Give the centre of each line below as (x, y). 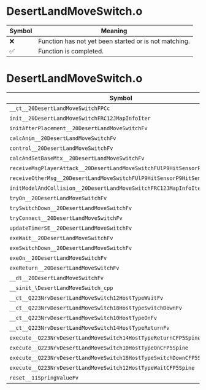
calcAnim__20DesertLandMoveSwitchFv (63, 138)
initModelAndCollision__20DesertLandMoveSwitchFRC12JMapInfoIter (107, 188)
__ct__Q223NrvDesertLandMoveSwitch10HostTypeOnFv (83, 318)
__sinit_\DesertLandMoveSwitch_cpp (61, 288)
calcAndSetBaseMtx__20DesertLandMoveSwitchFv (77, 158)
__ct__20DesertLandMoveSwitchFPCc (60, 108)
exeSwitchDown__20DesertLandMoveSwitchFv (71, 248)
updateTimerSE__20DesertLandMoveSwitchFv (71, 228)
